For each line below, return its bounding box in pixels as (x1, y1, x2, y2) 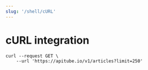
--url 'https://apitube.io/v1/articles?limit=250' (16, 58, 143, 64)
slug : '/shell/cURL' (5, 8, 57, 15)
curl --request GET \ (5, 53, 59, 59)
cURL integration (5, 33, 90, 47)
